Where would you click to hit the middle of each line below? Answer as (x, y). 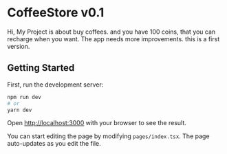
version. (19, 46)
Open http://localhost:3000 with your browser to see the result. (97, 123)
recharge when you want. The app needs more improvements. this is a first (113, 38)
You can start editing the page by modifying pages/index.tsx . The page (108, 136)
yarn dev (20, 110)
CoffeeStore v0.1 (56, 13)
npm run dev (24, 97)
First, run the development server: (55, 85)
